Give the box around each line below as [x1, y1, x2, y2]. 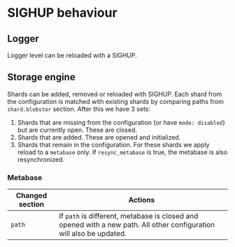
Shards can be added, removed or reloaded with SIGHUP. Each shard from [7, 89, 222, 98]
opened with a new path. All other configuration [59, 220, 215, 230]
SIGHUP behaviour [7, 5, 117, 21]
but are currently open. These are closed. [17, 126, 138, 134]
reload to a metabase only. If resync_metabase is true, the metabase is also [17, 148, 228, 156]
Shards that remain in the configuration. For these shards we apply [17, 140, 210, 149]
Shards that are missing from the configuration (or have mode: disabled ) [17, 118, 225, 126]
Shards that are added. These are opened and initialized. [17, 133, 181, 141]
